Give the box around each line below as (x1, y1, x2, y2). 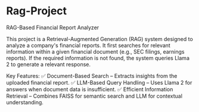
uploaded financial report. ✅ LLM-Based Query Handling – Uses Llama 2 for (6, 79, 192, 86)
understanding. (6, 98, 43, 105)
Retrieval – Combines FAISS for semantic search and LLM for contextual (6, 92, 183, 99)
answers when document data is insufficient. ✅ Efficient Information (6, 85, 173, 93)
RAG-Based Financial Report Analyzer (6, 24, 99, 31)
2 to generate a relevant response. (6, 61, 91, 68)
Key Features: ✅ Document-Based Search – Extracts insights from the (6, 72, 178, 79)
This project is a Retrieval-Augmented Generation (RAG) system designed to (6, 35, 194, 42)
